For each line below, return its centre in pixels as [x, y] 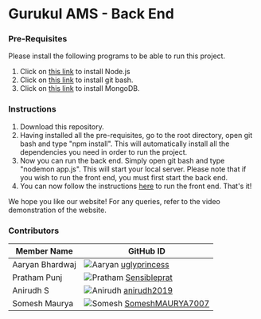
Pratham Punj [37, 278]
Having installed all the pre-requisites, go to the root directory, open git [136, 135]
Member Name [44, 251]
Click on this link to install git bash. [76, 80]
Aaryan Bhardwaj [45, 265]
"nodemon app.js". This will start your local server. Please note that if [133, 169]
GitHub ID [146, 251]
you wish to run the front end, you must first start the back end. [124, 177]
